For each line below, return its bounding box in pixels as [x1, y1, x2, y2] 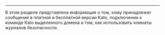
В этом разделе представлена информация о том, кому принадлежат [5, 10, 151, 15]
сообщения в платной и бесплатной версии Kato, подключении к [5, 15, 142, 20]
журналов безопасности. [5, 25, 58, 30]
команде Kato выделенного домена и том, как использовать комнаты [5, 20, 152, 25]
